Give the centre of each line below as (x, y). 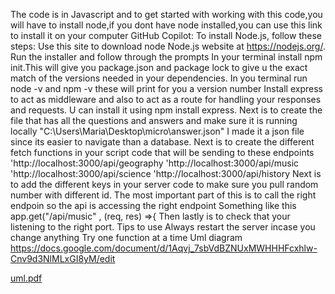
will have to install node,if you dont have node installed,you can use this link (166, 25)
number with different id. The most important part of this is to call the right (163, 195)
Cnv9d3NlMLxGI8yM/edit (63, 258)
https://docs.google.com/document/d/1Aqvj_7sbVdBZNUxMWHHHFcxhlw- (164, 248)
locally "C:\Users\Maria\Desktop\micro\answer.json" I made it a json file (157, 131)
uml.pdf (26, 278)
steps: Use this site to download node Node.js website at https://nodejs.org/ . (168, 46)
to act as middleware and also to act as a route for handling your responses (166, 99)
